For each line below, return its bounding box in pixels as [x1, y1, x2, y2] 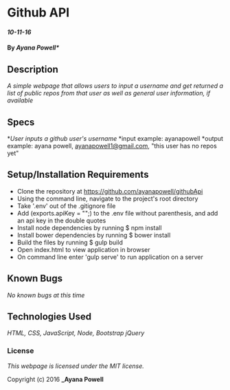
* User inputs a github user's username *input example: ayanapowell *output [7, 135, 224, 142]
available [7, 96, 33, 104]
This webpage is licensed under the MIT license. [7, 362, 144, 370]
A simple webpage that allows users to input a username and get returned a [7, 82, 224, 90]
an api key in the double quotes [16, 216, 106, 225]
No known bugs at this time [7, 290, 85, 299]
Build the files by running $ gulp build [16, 238, 124, 246]
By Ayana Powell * [7, 43, 60, 52]
